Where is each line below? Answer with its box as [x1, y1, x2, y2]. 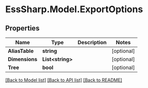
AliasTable [8, 47, 34, 54]
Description [77, 39, 107, 46]
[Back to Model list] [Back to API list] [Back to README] [5, 77, 122, 83]
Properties [5, 24, 40, 33]
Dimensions [8, 56, 38, 63]
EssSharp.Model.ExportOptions [5, 4, 143, 15]
